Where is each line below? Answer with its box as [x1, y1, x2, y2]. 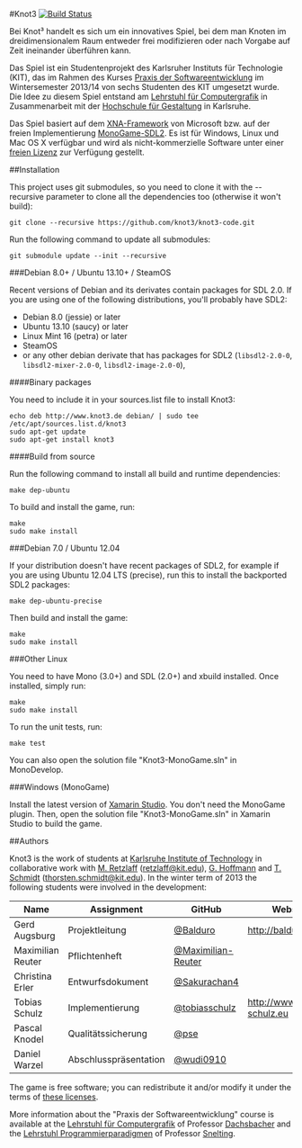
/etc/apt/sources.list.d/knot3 [9, 419, 127, 428]
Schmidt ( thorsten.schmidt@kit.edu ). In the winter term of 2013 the [9, 873, 258, 883]
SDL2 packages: [9, 579, 70, 589]
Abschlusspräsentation [67, 1054, 165, 1065]
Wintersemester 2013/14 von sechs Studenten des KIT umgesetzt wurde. [9, 82, 280, 92]
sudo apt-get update [9, 427, 87, 436]
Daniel [13, 1048, 41, 1060]
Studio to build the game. [9, 819, 102, 829]
